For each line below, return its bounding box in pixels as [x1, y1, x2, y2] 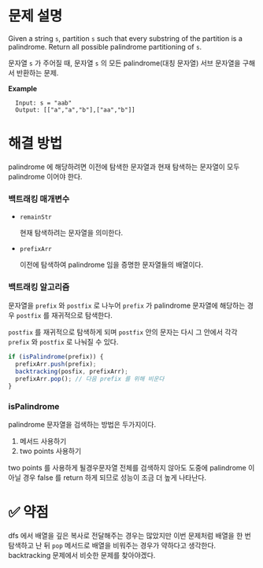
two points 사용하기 [19, 446, 82, 456]
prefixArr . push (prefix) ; [15, 360, 97, 368]
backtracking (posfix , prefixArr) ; [15, 367, 128, 376]
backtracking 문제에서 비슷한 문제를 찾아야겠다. [8, 551, 156, 560]
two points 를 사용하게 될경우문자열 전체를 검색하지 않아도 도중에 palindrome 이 [8, 463, 255, 473]
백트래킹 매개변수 [8, 194, 70, 205]
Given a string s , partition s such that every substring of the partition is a [8, 33, 243, 43]
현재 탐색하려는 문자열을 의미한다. [19, 228, 124, 238]
